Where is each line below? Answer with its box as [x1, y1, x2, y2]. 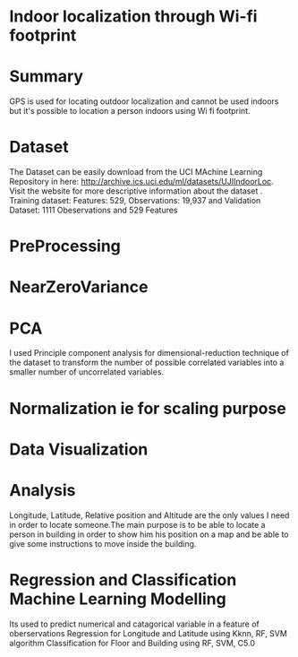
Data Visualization [9, 439, 149, 459]
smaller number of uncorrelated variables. [9, 367, 164, 377]
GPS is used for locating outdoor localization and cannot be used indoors [9, 96, 279, 107]
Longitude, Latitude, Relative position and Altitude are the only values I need [9, 509, 290, 521]
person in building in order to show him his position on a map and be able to [9, 529, 289, 540]
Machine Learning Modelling [9, 589, 226, 609]
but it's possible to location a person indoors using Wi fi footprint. [9, 106, 251, 117]
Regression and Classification [9, 569, 237, 590]
